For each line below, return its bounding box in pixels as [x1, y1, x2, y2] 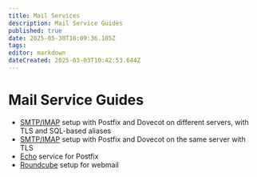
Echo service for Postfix [19, 151, 99, 161]
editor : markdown [8, 49, 66, 57]
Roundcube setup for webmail [19, 159, 120, 169]
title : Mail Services [8, 11, 81, 20]
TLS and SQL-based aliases [19, 126, 112, 135]
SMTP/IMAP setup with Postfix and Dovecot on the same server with [19, 134, 246, 144]
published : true [8, 26, 62, 34]
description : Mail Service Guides [8, 19, 124, 27]
